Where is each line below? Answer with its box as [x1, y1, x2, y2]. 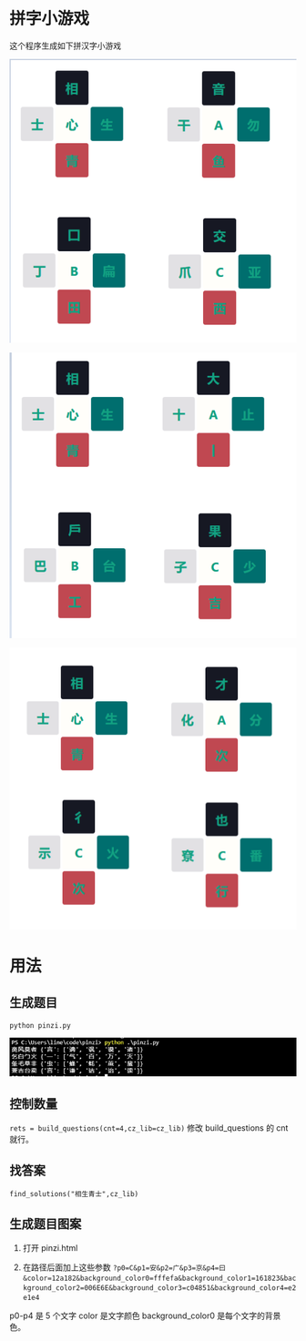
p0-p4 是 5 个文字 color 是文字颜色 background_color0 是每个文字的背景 [9, 1310, 281, 1321]
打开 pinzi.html [22, 1242, 78, 1253]
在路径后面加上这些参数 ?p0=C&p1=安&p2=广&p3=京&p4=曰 [22, 1262, 226, 1273]
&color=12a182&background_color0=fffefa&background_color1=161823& [22, 1274, 284, 1283]
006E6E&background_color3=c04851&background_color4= [84, 1283, 289, 1293]
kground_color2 [22, 1283, 81, 1293]
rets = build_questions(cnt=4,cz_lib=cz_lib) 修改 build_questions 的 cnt [9, 1122, 289, 1133]
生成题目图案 [9, 1216, 82, 1232]
